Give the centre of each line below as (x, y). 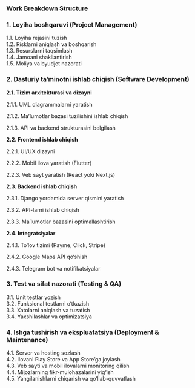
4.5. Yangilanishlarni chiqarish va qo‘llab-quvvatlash (71, 379)
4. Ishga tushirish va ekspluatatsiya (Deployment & (83, 332)
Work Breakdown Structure (47, 8)
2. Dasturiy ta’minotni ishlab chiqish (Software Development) (98, 79)
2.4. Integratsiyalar (31, 233)
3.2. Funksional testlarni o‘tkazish (48, 303)
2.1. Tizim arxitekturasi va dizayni (49, 93)
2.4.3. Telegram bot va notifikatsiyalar (53, 268)
